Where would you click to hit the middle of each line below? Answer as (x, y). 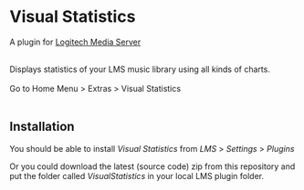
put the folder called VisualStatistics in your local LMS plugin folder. (137, 175)
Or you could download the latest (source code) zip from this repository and (152, 166)
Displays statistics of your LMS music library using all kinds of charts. (140, 69)
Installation (42, 127)
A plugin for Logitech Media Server (75, 42)
